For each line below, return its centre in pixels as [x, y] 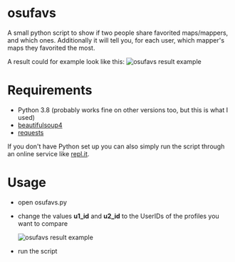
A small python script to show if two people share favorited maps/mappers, [118, 33]
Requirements [50, 91]
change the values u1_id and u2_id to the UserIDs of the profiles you [118, 216]
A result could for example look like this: [66, 61]
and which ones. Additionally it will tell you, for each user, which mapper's [116, 40]
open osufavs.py [42, 202]
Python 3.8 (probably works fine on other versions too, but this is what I [123, 110]
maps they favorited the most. [51, 48]
